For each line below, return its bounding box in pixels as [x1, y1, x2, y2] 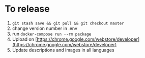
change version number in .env [12, 25, 77, 31]
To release [5, 3, 50, 15]
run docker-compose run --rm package [12, 31, 92, 37]
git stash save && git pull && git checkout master [12, 21, 124, 26]
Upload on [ [12, 36, 37, 42]
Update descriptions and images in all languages [12, 47, 115, 53]
